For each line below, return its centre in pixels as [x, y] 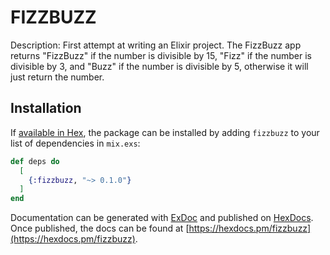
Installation [46, 108]
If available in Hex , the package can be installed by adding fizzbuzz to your [165, 132]
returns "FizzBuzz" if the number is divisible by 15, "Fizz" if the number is [161, 55]
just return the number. [57, 77]
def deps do [35, 161]
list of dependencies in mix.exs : [75, 143]
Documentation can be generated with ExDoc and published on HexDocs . [162, 218]
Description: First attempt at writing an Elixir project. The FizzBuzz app [156, 45]
